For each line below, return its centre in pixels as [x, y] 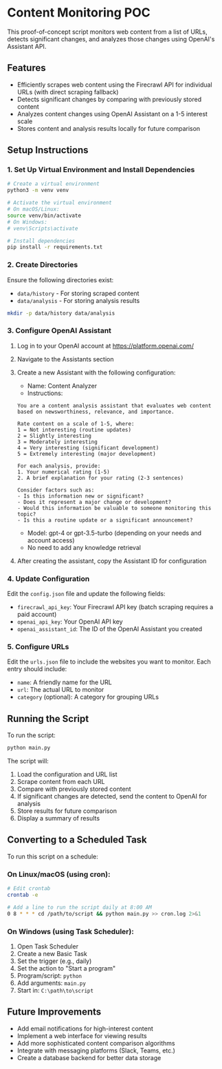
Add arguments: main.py [51, 983]
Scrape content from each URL [61, 782]
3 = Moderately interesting [57, 442]
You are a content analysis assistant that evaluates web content [114, 405]
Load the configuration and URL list [67, 774]
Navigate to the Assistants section [65, 359]
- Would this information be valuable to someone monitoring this [114, 508]
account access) [51, 540]
